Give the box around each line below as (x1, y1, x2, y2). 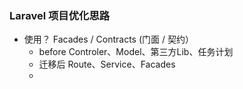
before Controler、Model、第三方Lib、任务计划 (38, 46, 234, 58)
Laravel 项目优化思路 (9, 8, 111, 22)
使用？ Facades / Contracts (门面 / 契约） (23, 33, 194, 46)
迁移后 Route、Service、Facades (38, 58, 176, 71)
